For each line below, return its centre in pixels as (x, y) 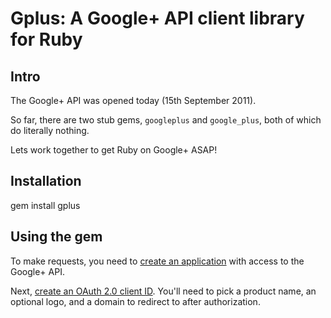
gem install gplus (45, 205)
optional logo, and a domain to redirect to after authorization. (135, 301)
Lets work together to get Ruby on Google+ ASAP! (114, 150)
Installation (46, 181)
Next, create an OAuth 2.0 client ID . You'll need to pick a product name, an (163, 291)
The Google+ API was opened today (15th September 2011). (133, 100)
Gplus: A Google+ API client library (157, 18)
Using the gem (56, 237)
